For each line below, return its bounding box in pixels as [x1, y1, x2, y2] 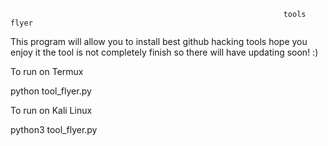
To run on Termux [10, 66, 84, 77]
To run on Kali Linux [10, 105, 93, 116]
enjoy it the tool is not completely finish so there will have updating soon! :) [10, 46, 319, 58]
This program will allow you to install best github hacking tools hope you [10, 36, 308, 47]
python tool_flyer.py [10, 85, 92, 97]
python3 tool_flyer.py [10, 124, 98, 135]
